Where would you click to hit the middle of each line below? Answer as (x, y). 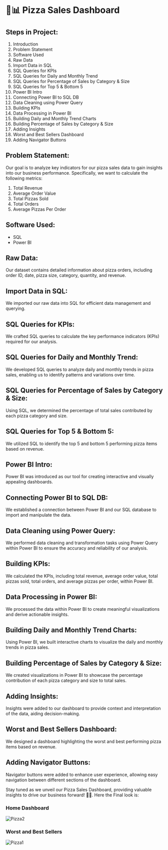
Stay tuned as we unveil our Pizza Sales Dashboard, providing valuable (79, 789)
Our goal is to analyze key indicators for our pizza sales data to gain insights (84, 167)
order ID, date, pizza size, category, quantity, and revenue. (66, 275)
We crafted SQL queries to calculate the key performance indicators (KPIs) (82, 336)
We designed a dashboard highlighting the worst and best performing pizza (83, 741)
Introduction (25, 44)
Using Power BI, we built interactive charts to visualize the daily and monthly (84, 642)
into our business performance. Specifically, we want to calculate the (77, 173)
